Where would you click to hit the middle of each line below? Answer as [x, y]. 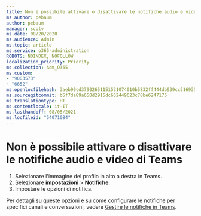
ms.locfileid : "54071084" [38, 117]
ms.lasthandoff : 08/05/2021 [41, 112]
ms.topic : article [29, 45]
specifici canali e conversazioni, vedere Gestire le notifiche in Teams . [92, 207]
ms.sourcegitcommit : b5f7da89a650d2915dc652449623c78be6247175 [87, 95]
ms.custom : [20, 73]
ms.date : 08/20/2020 [32, 34]
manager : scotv [25, 28]
